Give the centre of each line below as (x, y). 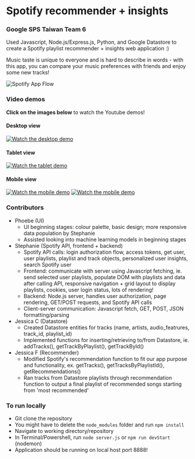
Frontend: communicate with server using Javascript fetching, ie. (103, 271)
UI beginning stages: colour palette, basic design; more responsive (105, 227)
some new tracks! (28, 73)
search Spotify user (48, 264)
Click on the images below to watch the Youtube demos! (76, 112)
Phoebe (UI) (29, 221)
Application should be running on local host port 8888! (81, 450)
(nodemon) (28, 443)
